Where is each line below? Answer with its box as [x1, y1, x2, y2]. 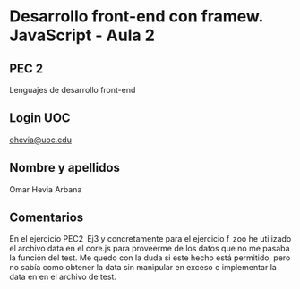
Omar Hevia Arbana [9, 183, 82, 194]
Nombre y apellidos [9, 160, 121, 175]
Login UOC [9, 110, 71, 126]
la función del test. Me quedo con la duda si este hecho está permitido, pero [9, 252, 291, 263]
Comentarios [9, 210, 84, 225]
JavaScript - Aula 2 [9, 25, 155, 46]
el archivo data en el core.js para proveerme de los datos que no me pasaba [9, 243, 290, 254]
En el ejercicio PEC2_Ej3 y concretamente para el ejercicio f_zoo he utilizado [9, 234, 292, 244]
